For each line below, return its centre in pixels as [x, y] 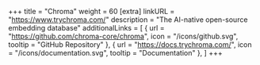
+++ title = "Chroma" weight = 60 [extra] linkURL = [92, 11]
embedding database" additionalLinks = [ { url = [86, 28]
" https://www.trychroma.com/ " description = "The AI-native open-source [128, 20]
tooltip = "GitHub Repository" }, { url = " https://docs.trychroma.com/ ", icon [130, 45]
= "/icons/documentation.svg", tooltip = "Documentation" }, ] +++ [116, 53]
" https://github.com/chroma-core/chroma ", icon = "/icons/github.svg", [123, 36]
